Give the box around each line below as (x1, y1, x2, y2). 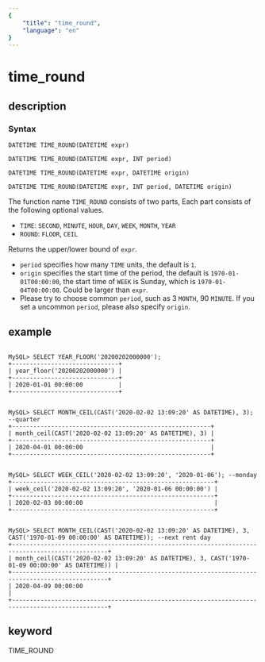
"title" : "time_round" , (22, 19, 102, 27)
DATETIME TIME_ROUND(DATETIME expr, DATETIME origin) (8, 169, 190, 177)
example (8, 325, 52, 338)
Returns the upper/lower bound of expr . (8, 244, 137, 254)
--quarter (8, 415, 41, 423)
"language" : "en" (22, 26, 80, 34)
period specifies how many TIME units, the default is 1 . (19, 260, 197, 270)
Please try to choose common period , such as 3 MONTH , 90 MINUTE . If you (19, 294, 255, 303)
